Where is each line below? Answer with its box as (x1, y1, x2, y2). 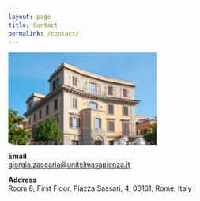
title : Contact (8, 21, 58, 29)
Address (8, 175, 37, 185)
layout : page (8, 13, 51, 21)
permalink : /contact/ (8, 29, 80, 37)
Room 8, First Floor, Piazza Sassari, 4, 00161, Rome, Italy (8, 184, 192, 193)
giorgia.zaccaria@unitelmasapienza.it (8, 160, 130, 169)
